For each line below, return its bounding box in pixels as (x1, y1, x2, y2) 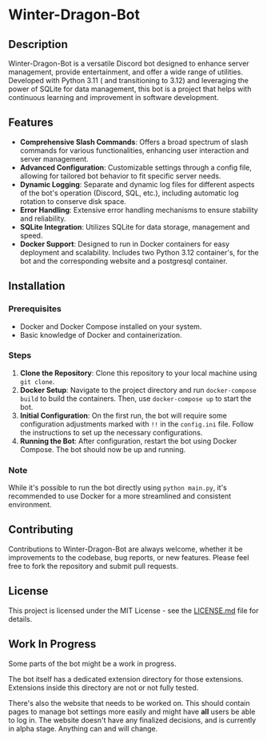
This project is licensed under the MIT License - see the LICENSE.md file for (8, 606, 259, 615)
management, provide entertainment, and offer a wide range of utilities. (8, 67, 244, 77)
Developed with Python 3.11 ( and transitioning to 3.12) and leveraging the (8, 76, 249, 85)
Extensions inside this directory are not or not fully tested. (8, 683, 199, 692)
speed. (19, 230, 43, 240)
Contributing (8, 523, 74, 537)
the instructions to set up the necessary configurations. (19, 427, 203, 437)
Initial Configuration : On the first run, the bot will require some (19, 411, 228, 420)
